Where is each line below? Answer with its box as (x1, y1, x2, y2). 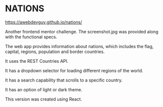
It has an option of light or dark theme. (5, 86, 82, 92)
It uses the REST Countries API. (5, 58, 69, 64)
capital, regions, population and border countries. (5, 49, 105, 54)
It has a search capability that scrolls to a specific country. (5, 77, 123, 83)
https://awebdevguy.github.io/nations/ (5, 19, 82, 25)
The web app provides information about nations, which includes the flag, (5, 43, 154, 49)
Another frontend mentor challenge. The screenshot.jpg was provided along (5, 28, 159, 34)
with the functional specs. (5, 34, 57, 40)
